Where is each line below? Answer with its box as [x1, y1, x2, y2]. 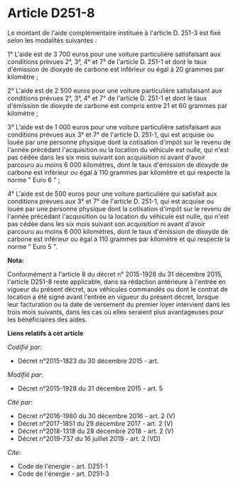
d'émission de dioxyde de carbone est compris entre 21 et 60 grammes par [7, 101, 227, 110]
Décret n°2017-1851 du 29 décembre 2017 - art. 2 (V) [17, 419, 173, 427]
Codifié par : [7, 343, 43, 351]
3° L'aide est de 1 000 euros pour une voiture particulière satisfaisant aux [7, 122, 222, 131]
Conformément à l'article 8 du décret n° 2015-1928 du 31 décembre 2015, [7, 270, 223, 278]
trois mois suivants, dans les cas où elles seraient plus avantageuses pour [7, 307, 225, 316]
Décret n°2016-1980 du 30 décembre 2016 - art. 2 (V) [17, 411, 175, 420]
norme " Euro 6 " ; [7, 176, 60, 184]
